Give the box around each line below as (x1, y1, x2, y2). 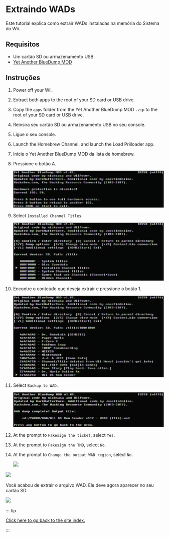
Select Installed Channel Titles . (13, 213, 83, 219)
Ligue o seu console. (13, 131, 57, 137)
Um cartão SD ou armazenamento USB (13, 53, 94, 59)
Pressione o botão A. (13, 160, 57, 167)
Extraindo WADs (6, 4, 76, 15)
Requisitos (6, 40, 40, 49)
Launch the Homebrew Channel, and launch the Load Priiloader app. (13, 141, 155, 147)
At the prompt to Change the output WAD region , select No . (13, 451, 133, 457)
